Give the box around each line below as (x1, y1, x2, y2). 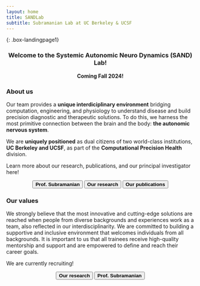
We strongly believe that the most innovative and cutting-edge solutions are (6, 210, 193, 217)
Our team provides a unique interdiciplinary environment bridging (6, 101, 171, 108)
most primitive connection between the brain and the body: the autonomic (6, 120, 190, 127)
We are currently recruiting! (6, 260, 74, 267)
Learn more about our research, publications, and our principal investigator (6, 162, 191, 169)
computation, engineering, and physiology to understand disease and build (6, 107, 191, 114)
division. (6, 150, 27, 157)
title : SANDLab (6, 14, 44, 20)
